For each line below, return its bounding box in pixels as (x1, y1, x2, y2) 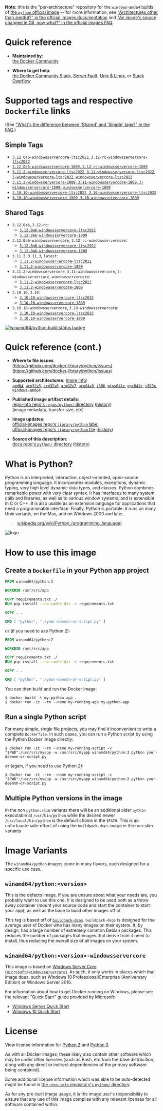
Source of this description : (12, 436, 67, 442)
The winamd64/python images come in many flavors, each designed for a (5, 861, 149, 867)
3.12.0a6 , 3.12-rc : (12, 222, 49, 228)
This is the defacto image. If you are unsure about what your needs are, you (5, 892, 157, 898)
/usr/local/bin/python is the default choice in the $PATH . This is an (5, 818, 139, 823)
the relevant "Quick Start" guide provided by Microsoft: (5, 994, 116, 1000)
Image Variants (5, 845, 68, 856)
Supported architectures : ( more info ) (12, 377, 88, 383)
